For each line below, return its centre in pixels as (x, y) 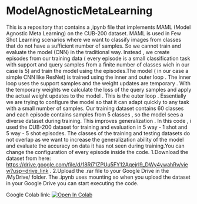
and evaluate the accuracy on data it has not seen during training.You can (95, 146)
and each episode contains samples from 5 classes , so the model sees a (95, 114)
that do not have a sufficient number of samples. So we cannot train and (94, 46)
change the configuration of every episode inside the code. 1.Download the (97, 152)
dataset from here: (29, 158)
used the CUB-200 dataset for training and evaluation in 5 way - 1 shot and (97, 127)
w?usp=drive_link (27, 170)
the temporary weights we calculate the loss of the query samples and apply (99, 89)
